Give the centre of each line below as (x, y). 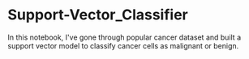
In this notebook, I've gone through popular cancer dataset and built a (124, 37)
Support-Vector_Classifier (98, 15)
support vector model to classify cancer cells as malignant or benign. (123, 45)
